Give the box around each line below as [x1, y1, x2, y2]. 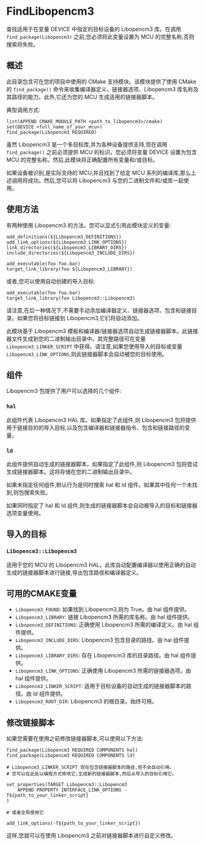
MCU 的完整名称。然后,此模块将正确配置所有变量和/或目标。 [6, 156, 158, 163]
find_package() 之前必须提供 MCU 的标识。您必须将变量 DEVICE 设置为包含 [6, 148, 197, 156]
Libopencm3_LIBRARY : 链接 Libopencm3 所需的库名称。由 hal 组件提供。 [15, 613, 194, 621]
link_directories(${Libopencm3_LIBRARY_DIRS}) [6, 244, 127, 251]
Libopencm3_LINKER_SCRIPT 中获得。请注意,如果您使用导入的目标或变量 [6, 342, 182, 350]
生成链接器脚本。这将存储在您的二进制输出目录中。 [6, 468, 135, 475]
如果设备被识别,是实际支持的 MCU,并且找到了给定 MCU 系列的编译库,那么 [6, 169, 192, 176]
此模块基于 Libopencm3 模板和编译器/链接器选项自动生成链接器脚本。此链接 [6, 327, 199, 335]
